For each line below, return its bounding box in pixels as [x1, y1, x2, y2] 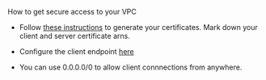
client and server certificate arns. [19, 32, 130, 40]
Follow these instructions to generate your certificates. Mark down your [19, 23, 258, 32]
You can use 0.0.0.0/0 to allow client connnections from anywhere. [19, 62, 243, 72]
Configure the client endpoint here [19, 47, 134, 56]
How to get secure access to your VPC [7, 7, 137, 16]
